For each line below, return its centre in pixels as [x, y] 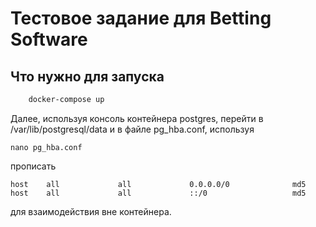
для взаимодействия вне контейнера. [91, 211]
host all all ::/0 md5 [158, 193]
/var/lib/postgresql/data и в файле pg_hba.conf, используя [132, 129]
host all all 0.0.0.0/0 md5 [158, 184]
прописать [33, 166]
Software [49, 39]
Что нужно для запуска [87, 76]
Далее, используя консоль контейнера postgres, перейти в [137, 118]
